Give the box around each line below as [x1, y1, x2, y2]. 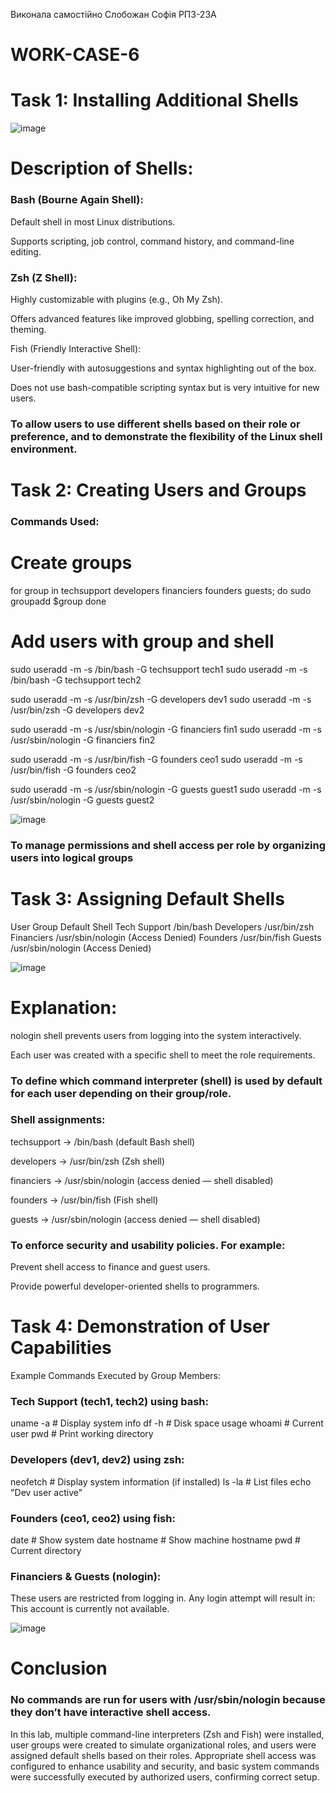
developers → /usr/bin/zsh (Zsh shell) [10, 1155, 166, 1167]
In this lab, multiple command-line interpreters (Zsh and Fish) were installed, [10, 1728, 325, 1740]
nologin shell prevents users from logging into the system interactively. [10, 1029, 302, 1041]
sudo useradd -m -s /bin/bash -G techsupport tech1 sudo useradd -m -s [10, 663, 308, 675]
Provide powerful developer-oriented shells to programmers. [10, 1280, 260, 1293]
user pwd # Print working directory [10, 1428, 154, 1440]
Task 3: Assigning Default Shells [10, 887, 285, 910]
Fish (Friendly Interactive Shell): [10, 342, 142, 354]
